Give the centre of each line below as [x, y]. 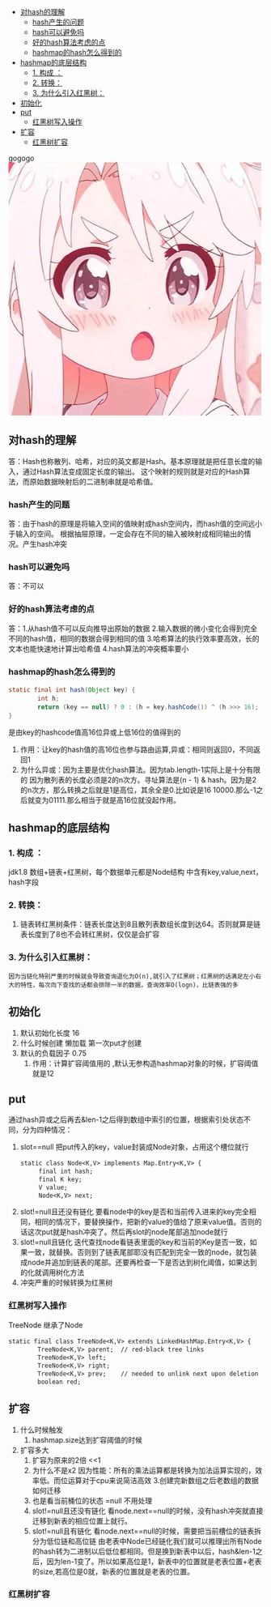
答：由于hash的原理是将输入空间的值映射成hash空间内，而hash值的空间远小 [135, 524]
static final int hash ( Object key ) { [72, 690]
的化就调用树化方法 [52, 1272]
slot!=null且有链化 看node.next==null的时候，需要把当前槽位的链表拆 [146, 1531]
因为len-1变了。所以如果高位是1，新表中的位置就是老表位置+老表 [154, 1561]
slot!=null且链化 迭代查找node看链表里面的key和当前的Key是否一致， [135, 1243]
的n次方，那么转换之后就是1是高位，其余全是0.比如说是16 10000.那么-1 [138, 790]
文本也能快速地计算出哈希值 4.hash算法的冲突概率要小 [99, 648]
